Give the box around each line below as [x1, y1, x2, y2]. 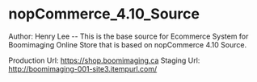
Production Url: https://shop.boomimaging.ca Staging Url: [8, 55, 200, 65]
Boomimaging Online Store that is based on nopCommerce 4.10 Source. [8, 39, 247, 49]
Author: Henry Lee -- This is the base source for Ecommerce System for [8, 31, 249, 41]
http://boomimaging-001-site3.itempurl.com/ [8, 64, 158, 73]
